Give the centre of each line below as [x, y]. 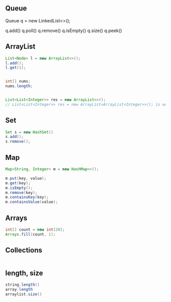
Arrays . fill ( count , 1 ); [31, 234]
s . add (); [15, 137]
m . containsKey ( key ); [27, 197]
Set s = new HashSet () [29, 132]
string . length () [22, 285]
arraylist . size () [24, 294]
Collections [24, 250]
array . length [19, 290]
